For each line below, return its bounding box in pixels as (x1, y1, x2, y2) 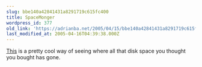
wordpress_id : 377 (6, 20, 52, 26)
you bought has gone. (6, 54, 61, 61)
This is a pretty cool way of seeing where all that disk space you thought (6, 47, 186, 54)
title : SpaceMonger (6, 14, 55, 20)
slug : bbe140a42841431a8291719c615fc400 (6, 8, 109, 15)
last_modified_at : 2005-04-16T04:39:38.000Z (6, 31, 120, 37)
